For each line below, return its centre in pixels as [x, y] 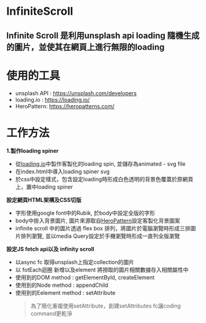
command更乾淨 [51, 314]
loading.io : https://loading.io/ [52, 99]
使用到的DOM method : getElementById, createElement [85, 278]
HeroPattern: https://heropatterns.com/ [65, 106]
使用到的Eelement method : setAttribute [65, 293]
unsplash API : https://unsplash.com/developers [76, 93]
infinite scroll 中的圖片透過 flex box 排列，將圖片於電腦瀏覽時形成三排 [103, 228]
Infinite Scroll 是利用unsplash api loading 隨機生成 [103, 35]
